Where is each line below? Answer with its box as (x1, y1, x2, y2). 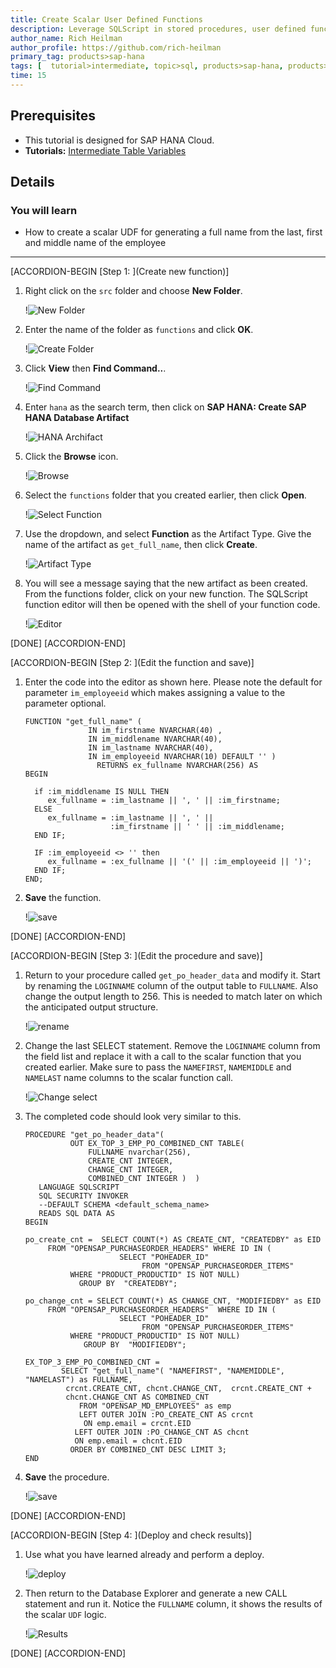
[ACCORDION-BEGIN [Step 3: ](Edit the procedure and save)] (10, 950, 263, 962)
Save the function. (24, 892, 102, 904)
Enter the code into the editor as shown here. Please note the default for (24, 676, 323, 688)
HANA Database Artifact (24, 412, 130, 424)
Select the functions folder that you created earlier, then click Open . (24, 489, 307, 501)
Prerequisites (10, 107, 96, 125)
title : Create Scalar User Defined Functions (10, 14, 203, 25)
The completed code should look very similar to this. (24, 1111, 242, 1123)
